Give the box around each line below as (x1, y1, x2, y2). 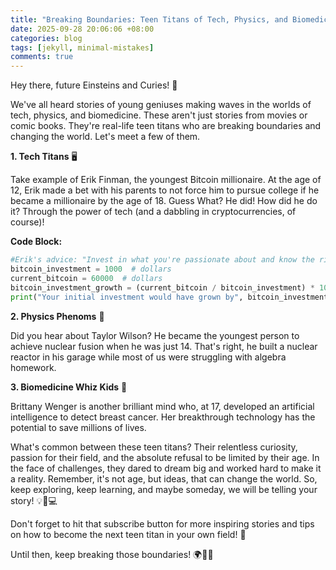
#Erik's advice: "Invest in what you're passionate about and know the (10, 255, 315, 265)
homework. (10, 361, 57, 373)
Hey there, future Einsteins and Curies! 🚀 (10, 79, 178, 91)
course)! (10, 216, 45, 228)
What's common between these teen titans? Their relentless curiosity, (10, 441, 298, 453)
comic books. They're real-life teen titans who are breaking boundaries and (10, 120, 322, 132)
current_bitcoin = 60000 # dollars (10, 273, 163, 283)
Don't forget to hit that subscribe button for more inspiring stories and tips (10, 517, 315, 530)
